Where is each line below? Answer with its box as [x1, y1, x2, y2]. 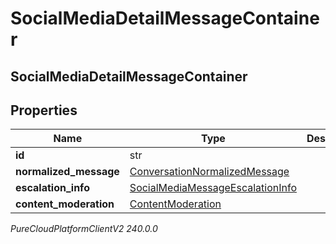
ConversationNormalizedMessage [129, 165, 290, 179]
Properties [10, 102, 78, 119]
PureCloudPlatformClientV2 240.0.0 [10, 223, 158, 235]
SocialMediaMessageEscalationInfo [129, 181, 297, 195]
